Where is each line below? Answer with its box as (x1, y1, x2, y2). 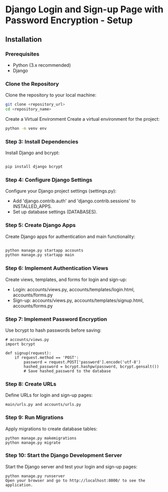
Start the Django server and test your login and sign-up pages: (5, 463, 137, 469)
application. (5, 482, 33, 487)
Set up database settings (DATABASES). (12, 209, 97, 215)
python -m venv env (5, 126, 47, 131)
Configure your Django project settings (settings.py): (5, 188, 117, 194)
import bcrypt (5, 342, 36, 347)
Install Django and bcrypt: (5, 150, 60, 156)
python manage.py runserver (5, 474, 66, 479)
